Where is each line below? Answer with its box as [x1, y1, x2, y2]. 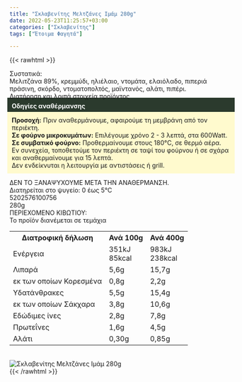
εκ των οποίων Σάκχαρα [13, 299, 96, 309]
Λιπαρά [13, 265, 39, 275]
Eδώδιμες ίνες [13, 311, 62, 321]
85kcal [108, 253, 132, 263]
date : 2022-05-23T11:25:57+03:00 [9, 17, 108, 24]
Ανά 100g [108, 233, 144, 243]
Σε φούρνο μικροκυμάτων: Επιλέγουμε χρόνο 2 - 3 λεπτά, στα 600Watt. [11, 131, 228, 140]
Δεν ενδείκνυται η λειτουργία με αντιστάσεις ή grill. [11, 161, 165, 170]
